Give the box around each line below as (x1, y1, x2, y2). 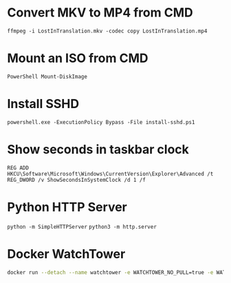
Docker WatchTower (7, 246, 126, 262)
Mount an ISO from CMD (7, 50, 148, 66)
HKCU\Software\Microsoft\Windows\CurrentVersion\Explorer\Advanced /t (7, 170, 214, 177)
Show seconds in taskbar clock (7, 142, 189, 157)
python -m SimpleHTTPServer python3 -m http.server (7, 223, 157, 230)
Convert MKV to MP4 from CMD (7, 5, 194, 21)
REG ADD (7, 164, 30, 171)
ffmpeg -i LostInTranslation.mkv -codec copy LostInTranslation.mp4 (7, 28, 208, 34)
